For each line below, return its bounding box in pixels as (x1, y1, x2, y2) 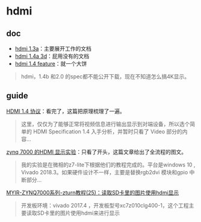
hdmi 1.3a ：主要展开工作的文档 (14, 45, 92, 52)
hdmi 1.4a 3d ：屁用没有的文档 (14, 52, 90, 60)
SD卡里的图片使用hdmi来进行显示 (37, 209, 120, 217)
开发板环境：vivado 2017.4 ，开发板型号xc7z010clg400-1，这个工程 (20, 201, 190, 209)
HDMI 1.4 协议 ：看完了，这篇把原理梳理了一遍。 (6, 107, 125, 115)
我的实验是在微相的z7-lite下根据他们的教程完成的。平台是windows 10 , (20, 161, 196, 168)
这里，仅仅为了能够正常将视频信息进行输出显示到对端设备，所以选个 (20, 120, 190, 127)
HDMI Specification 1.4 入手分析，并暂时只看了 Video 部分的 (32, 128, 182, 135)
